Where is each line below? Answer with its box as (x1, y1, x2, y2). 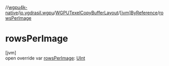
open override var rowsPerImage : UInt (5, 55, 85, 61)
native (5, 10, 18, 16)
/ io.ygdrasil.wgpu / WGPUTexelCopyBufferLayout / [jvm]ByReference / (17, 10, 159, 16)
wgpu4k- (8, 5, 28, 10)
